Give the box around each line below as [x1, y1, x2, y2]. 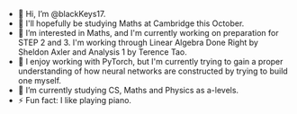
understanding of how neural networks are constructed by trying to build [17, 66, 288, 76]
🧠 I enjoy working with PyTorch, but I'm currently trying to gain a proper [17, 57, 283, 66]
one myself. [17, 75, 61, 85]
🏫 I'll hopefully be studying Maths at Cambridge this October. [17, 18, 245, 29]
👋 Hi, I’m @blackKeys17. [17, 9, 106, 19]
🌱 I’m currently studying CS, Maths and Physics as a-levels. [17, 85, 239, 95]
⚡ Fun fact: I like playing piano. [17, 95, 132, 105]
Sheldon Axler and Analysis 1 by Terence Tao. [17, 47, 187, 57]
